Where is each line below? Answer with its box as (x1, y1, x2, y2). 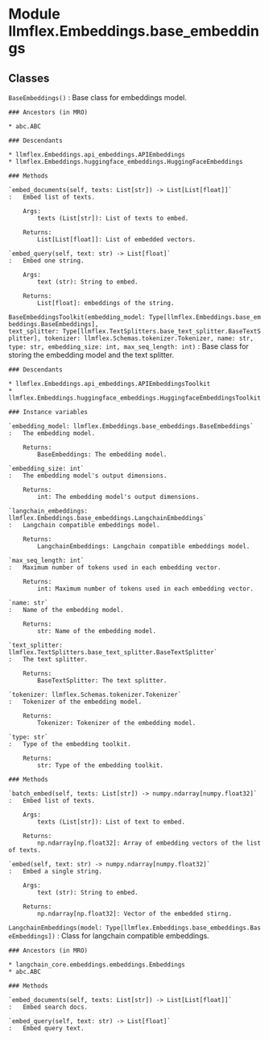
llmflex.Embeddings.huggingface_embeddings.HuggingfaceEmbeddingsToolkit (8, 394, 262, 402)
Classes (8, 71, 50, 85)
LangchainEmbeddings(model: (8, 924, 103, 932)
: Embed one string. (8, 257, 85, 265)
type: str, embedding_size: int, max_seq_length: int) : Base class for (8, 342, 250, 351)
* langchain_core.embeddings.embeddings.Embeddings (8, 961, 185, 969)
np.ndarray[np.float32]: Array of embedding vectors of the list (37, 839, 262, 847)
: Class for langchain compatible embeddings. (57, 931, 209, 941)
